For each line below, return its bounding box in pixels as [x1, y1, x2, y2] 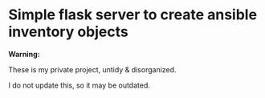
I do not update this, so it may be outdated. [8, 80, 151, 90]
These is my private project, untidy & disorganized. [8, 64, 177, 74]
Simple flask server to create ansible [8, 6, 258, 24]
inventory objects [8, 22, 128, 41]
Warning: [8, 49, 40, 59]
